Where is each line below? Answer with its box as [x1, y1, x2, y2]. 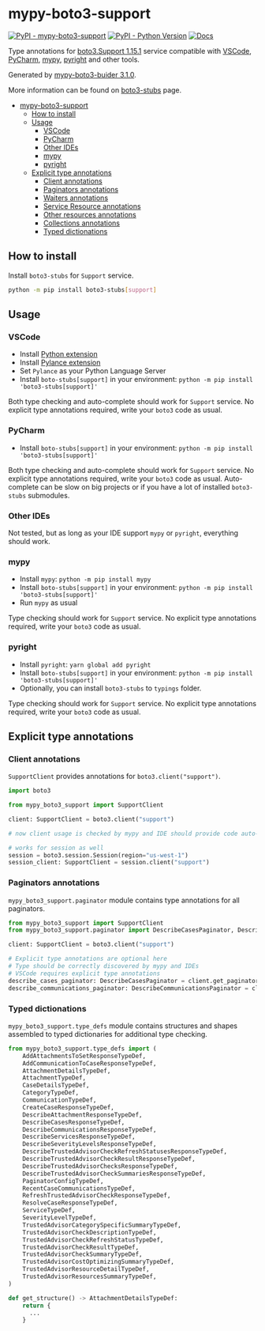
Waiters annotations [43, 193, 109, 202]
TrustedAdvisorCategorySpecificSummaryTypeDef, [22, 1221, 181, 1229]
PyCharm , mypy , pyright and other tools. [8, 55, 140, 64]
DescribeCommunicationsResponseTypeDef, [22, 1125, 157, 1133]
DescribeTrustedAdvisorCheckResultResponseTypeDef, [22, 1155, 196, 1163]
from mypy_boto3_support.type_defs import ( [8, 1045, 157, 1053]
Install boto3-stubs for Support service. [8, 270, 134, 280]
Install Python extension [19, 350, 99, 359]
